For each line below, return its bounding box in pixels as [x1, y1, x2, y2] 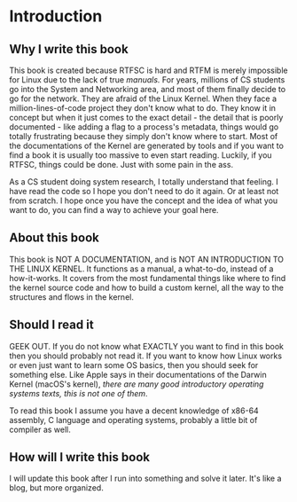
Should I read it [9, 318, 95, 333]
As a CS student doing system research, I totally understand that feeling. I [9, 176, 278, 187]
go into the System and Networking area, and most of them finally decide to [9, 84, 286, 94]
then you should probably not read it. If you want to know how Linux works [9, 350, 282, 361]
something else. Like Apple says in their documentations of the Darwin [9, 369, 268, 380]
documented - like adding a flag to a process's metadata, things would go [9, 122, 279, 132]
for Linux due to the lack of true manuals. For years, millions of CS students [9, 75, 285, 85]
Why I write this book [9, 42, 129, 57]
